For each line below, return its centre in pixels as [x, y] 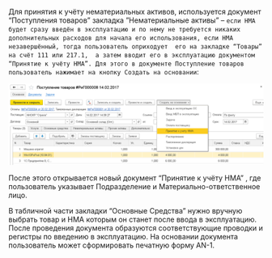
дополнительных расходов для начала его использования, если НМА [121, 38]
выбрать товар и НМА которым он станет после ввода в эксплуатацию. [133, 220]
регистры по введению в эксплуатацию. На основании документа [123, 237]
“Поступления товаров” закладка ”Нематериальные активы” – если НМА [132, 20]
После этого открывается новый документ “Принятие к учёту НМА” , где [135, 178]
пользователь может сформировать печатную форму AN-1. [112, 245]
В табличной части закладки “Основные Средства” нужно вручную [125, 211]
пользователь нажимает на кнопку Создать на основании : [104, 72]
